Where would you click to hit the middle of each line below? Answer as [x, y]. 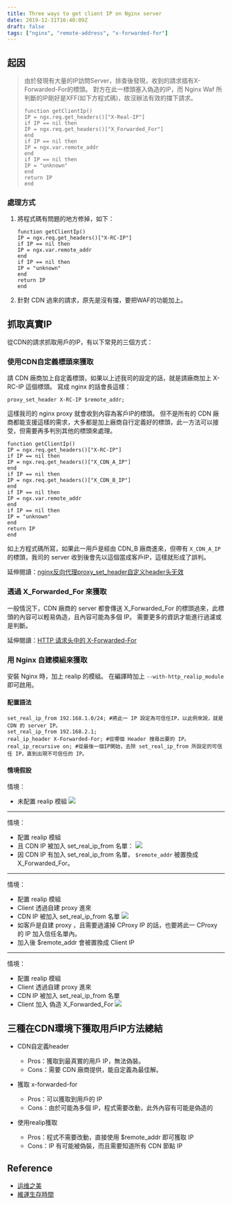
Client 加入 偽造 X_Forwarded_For [65, 1004]
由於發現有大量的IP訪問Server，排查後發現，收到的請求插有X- [112, 81]
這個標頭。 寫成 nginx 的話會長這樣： [78, 387]
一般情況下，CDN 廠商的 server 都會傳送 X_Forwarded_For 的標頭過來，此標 [116, 608]
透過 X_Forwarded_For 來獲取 [57, 591]
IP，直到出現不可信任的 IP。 [51, 754]
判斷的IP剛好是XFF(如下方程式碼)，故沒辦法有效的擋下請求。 [110, 98]
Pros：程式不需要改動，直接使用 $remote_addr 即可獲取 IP [110, 1137]
